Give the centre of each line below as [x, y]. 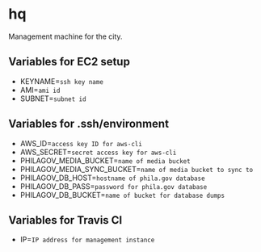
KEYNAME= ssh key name [61, 81]
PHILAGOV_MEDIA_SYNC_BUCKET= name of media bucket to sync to [136, 169]
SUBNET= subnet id [53, 99]
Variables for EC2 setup [69, 62]
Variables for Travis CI [65, 220]
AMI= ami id [40, 90]
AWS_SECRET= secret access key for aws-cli [98, 152]
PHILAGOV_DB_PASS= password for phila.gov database [114, 186]
